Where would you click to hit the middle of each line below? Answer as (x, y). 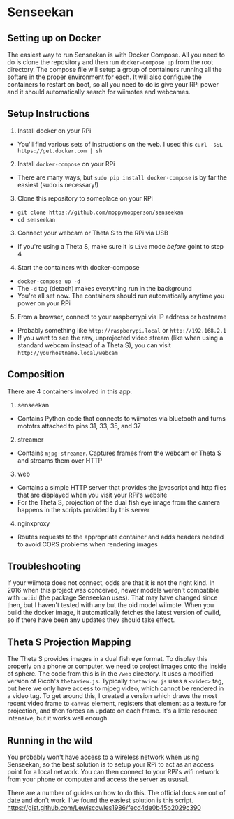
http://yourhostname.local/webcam (67, 353)
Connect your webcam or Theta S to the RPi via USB (93, 233)
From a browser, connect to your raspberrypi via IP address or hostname (122, 317)
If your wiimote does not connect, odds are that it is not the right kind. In (111, 583)
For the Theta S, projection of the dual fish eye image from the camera (118, 502)
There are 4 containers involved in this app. (70, 391)
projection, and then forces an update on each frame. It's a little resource (112, 711)
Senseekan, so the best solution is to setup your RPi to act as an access (111, 764)
